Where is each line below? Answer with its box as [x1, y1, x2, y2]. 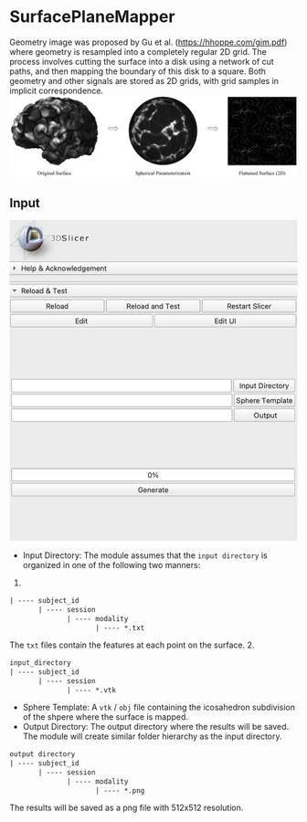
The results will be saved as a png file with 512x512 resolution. [9, 802, 244, 814]
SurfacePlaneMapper [9, 6, 175, 27]
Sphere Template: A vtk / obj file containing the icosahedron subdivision [22, 701, 295, 713]
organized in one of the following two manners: [22, 560, 201, 571]
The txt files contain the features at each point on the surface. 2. [9, 639, 255, 650]
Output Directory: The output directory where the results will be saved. [22, 722, 290, 732]
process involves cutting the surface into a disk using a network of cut [9, 56, 274, 67]
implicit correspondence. [9, 85, 103, 96]
